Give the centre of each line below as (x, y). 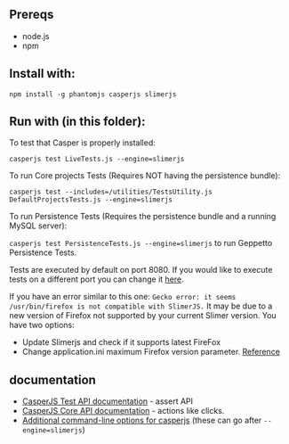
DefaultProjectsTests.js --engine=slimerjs (91, 200)
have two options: (42, 325)
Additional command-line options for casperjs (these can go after (142, 420)
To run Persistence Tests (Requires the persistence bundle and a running (143, 217)
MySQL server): (38, 226)
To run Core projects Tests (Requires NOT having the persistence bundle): (145, 176)
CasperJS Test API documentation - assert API (108, 401)
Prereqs (32, 15)
